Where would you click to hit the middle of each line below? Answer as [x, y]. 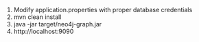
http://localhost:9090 [44, 31]
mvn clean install [37, 17]
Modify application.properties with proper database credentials [103, 10]
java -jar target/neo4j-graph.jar [58, 24]
